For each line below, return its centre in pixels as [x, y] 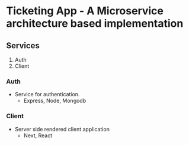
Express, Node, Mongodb [55, 101]
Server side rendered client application [62, 129]
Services [23, 45]
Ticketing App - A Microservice [85, 11]
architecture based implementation [95, 23]
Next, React [38, 135]
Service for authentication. [47, 94]
